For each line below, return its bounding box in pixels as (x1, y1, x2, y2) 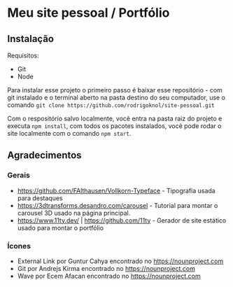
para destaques (17, 194, 63, 202)
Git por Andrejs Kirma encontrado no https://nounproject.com (17, 264, 196, 272)
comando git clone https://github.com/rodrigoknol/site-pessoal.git (7, 101, 215, 109)
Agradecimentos (7, 149, 82, 162)
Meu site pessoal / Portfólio (7, 5, 170, 21)
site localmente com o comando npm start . (7, 129, 132, 137)
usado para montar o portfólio (17, 223, 104, 232)
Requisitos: (7, 51, 40, 59)
